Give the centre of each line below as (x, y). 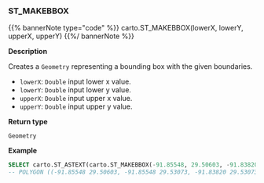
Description (28, 52)
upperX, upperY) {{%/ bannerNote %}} (71, 36)
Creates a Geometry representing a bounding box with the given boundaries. (130, 66)
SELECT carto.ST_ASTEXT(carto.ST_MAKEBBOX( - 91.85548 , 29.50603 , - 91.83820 (133, 165)
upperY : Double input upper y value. (76, 106)
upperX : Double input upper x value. (76, 99)
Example (23, 151)
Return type (28, 122)
